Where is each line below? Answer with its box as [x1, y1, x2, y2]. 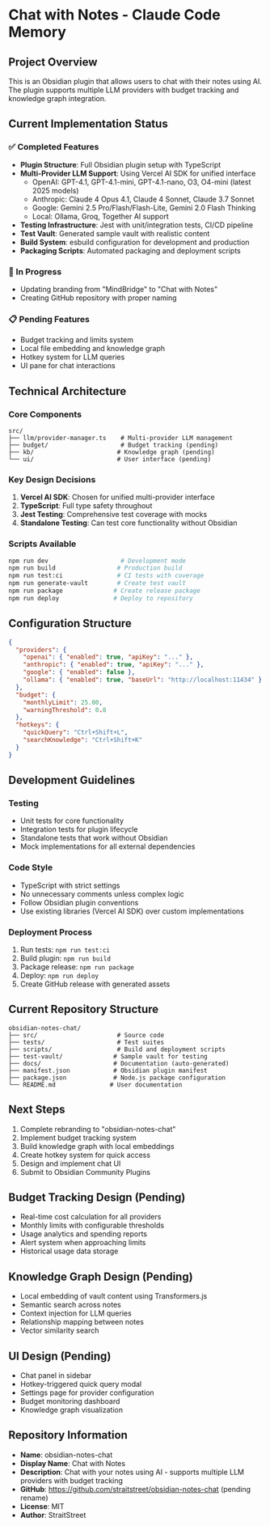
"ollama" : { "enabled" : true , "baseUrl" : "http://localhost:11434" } [23, 676, 263, 684]
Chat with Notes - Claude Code [8, 6, 221, 24]
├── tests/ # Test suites [8, 1038, 164, 1046]
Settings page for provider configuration [19, 1388, 155, 1397]
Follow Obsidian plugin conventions [19, 897, 139, 907]
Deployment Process [8, 926, 93, 938]
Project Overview [8, 55, 98, 69]
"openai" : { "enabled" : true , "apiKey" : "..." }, [23, 653, 194, 661]
